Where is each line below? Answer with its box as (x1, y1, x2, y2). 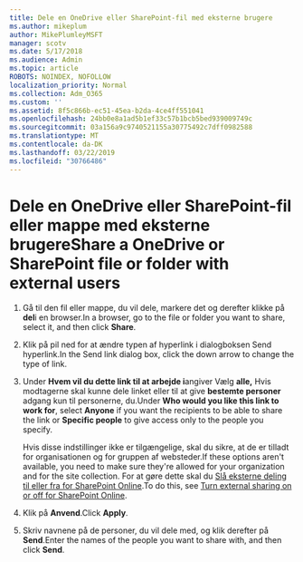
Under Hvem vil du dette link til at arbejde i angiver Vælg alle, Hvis (22, 376, 271, 387)
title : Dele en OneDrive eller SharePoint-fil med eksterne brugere (9, 13, 273, 23)
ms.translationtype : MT (9, 131, 99, 140)
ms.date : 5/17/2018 (9, 47, 83, 56)
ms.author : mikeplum (9, 22, 88, 31)
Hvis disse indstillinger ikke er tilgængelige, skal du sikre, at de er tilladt (22, 441, 289, 453)
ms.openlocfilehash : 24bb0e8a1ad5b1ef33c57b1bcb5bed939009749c (9, 114, 253, 123)
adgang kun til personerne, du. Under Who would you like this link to (22, 395, 279, 406)
